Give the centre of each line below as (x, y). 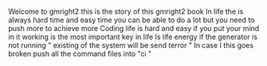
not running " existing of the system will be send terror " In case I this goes (131, 45)
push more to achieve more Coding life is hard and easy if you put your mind (134, 28)
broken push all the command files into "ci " (80, 54)
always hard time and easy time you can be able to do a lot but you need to (132, 20)
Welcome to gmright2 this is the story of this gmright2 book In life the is (126, 12)
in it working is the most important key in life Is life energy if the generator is (133, 37)
